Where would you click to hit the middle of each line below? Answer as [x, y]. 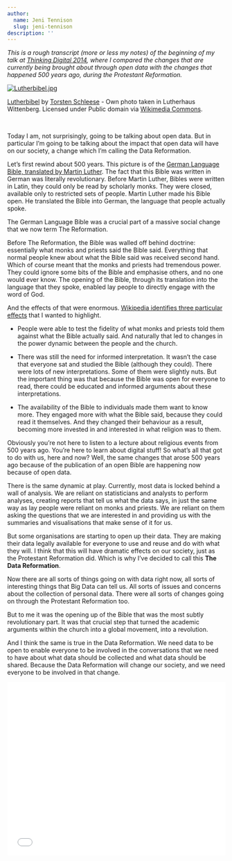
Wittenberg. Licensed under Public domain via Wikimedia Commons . [105, 109]
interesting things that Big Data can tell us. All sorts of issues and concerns [114, 587]
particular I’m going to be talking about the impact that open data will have [113, 144]
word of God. [26, 294]
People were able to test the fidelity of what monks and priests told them [121, 329]
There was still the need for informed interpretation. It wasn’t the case [117, 357]
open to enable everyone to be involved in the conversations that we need [113, 651]
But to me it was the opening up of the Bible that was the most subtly [106, 615]
